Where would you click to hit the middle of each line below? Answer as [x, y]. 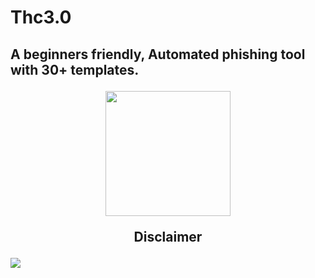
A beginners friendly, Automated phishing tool [158, 54]
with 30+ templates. [75, 69]
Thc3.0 [41, 17]
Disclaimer [168, 236]
